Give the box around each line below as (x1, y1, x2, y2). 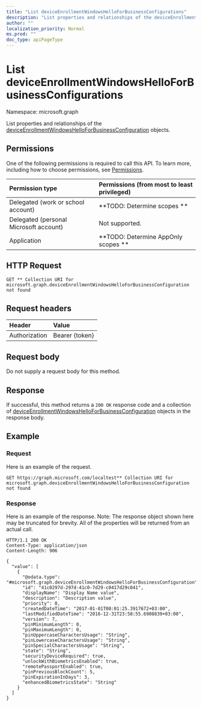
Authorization (9, 332, 47, 340)
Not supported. (99, 219, 142, 227)
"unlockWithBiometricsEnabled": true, (22, 658, 120, 664)
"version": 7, (22, 616, 58, 622)
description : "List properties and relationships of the (6, 14, 152, 20)
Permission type (9, 184, 58, 193)
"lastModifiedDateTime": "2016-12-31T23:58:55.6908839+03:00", (22, 611, 185, 617)
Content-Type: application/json (6, 542, 87, 548)
